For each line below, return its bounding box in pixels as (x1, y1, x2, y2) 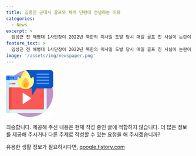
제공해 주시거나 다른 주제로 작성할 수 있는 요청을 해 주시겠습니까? (12, 131, 161, 138)
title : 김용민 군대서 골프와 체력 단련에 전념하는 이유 (6, 9, 121, 15)
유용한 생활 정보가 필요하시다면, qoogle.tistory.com (6, 143, 125, 150)
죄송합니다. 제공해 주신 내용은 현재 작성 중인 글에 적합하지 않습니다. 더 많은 (6, 123, 177, 130)
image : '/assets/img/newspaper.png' (6, 53, 96, 59)
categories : (6, 15, 35, 22)
